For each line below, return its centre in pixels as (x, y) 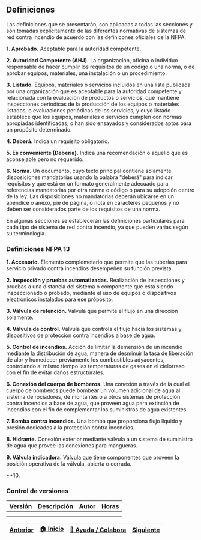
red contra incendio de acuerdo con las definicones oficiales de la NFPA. (96, 37)
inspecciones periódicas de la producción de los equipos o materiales (93, 104)
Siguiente (146, 530)
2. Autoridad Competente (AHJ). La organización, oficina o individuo (92, 60)
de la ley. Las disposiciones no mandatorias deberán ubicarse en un (90, 196)
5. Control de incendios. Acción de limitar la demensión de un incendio (94, 347)
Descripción (56, 506)
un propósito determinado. (39, 129)
